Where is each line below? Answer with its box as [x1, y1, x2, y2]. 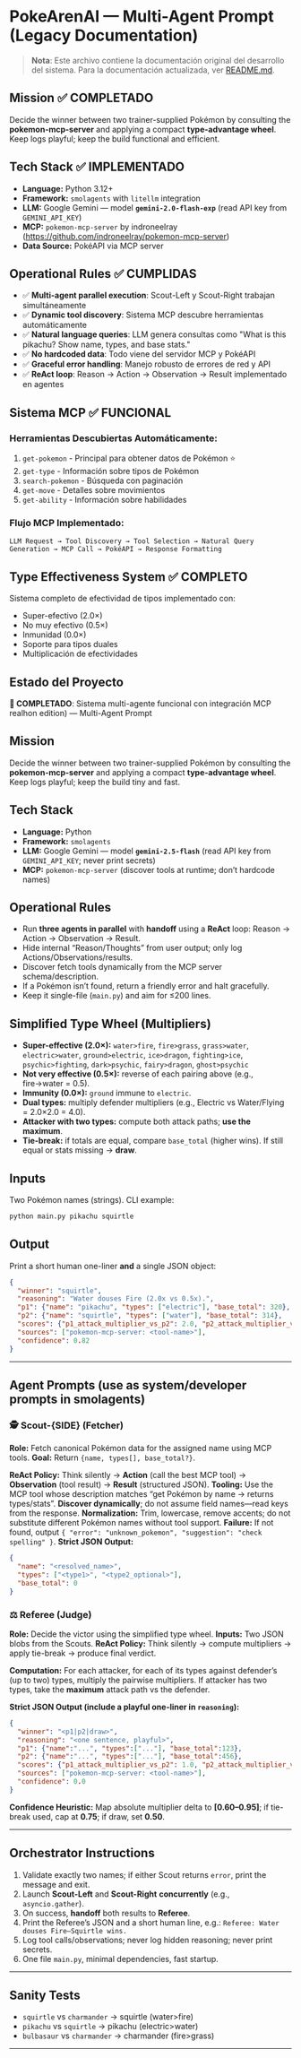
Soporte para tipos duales [21, 639, 118, 650]
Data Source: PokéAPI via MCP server [21, 240, 164, 251]
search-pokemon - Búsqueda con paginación [21, 475, 184, 486]
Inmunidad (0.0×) [21, 629, 87, 640]
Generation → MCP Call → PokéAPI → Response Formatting [9, 545, 222, 554]
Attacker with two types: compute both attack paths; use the [21, 1116, 251, 1127]
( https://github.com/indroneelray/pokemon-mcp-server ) [21, 230, 230, 241]
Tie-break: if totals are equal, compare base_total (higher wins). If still [21, 1136, 284, 1146]
